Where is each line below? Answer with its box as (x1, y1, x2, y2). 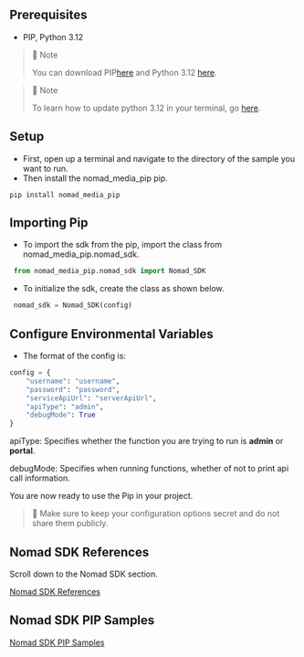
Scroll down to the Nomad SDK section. (9, 568, 158, 579)
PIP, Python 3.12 (22, 31, 84, 42)
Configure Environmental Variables (9, 326, 215, 342)
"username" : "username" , (26, 376, 121, 386)
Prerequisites (9, 7, 88, 23)
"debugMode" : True (26, 410, 96, 419)
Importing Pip (9, 215, 89, 231)
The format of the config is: (22, 351, 126, 361)
